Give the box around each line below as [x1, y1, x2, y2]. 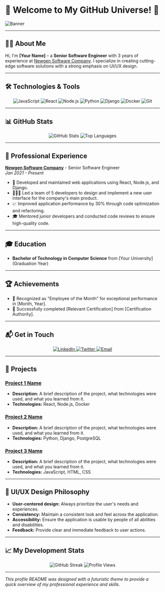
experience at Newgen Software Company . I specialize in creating [5, 57, 138, 63]
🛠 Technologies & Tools [5, 83, 80, 91]
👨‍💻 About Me [5, 39, 46, 48]
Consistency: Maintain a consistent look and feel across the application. [12, 511, 159, 517]
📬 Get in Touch [5, 331, 54, 339]
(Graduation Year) [12, 260, 49, 266]
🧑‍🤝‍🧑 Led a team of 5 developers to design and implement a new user [12, 190, 152, 196]
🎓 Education [5, 240, 47, 248]
